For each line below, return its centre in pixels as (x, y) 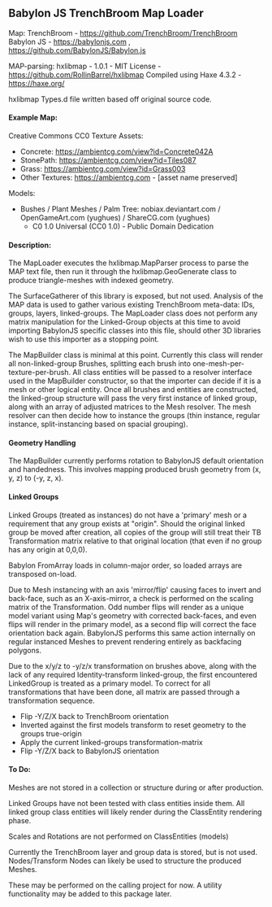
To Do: (19, 770)
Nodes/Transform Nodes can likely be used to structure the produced (125, 861)
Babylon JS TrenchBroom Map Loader (106, 13)
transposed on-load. (43, 573)
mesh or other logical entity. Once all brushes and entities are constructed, (133, 390)
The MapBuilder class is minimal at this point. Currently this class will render (136, 355)
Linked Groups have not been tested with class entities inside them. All (127, 803)
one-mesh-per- (218, 364)
